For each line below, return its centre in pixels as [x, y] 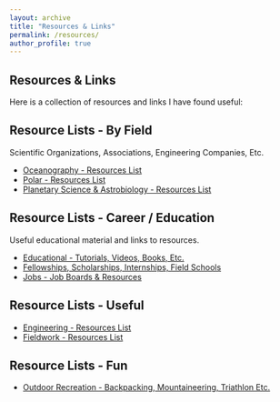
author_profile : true [50, 43]
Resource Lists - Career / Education [112, 218]
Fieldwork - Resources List [73, 337]
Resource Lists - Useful [77, 306]
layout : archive [40, 18]
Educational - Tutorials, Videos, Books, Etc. [103, 257]
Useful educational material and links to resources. [105, 240]
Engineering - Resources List [77, 327]
